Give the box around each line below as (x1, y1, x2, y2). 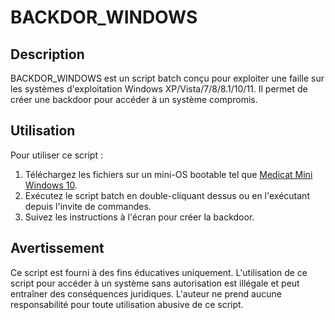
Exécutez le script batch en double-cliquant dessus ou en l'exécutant (24, 189, 310, 201)
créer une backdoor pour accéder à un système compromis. (10, 94, 258, 105)
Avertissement (10, 240, 105, 257)
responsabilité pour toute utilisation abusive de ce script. (10, 298, 244, 310)
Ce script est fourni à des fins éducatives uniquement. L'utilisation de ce (10, 266, 308, 278)
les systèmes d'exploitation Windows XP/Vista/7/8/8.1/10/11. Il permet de (10, 83, 308, 95)
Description (10, 46, 85, 63)
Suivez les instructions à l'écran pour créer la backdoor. (24, 211, 255, 223)
